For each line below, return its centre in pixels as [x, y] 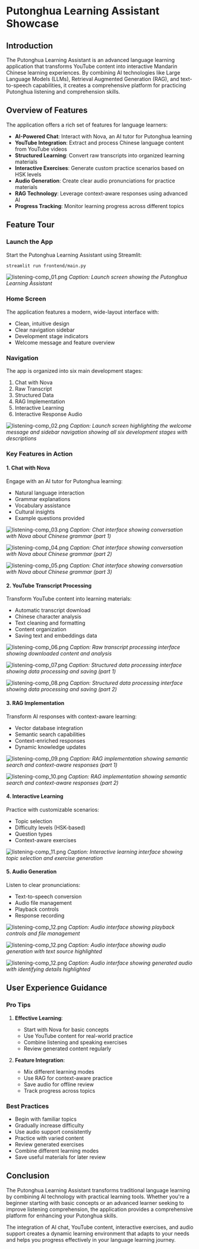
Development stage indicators [51, 336]
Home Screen [26, 299]
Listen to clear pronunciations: [43, 885]
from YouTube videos [41, 149]
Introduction [30, 46]
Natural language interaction [50, 493]
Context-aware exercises [45, 840]
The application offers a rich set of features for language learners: [87, 125]
